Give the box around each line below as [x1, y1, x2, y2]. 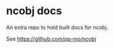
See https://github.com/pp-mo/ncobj [6, 35, 97, 42]
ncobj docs [6, 4, 62, 18]
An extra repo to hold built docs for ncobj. [6, 24, 109, 31]
